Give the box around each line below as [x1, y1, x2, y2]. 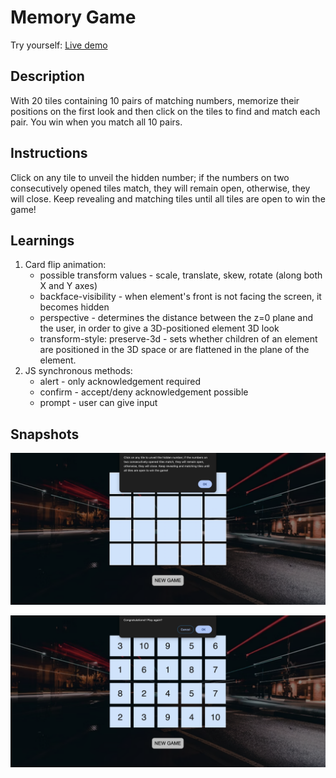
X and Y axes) [39, 280, 98, 292]
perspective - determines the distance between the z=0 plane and [39, 312, 314, 324]
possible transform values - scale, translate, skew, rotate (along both [39, 269, 323, 281]
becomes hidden [39, 301, 110, 313]
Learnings [10, 232, 75, 249]
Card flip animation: [24, 259, 107, 271]
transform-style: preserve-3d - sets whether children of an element [39, 333, 318, 345]
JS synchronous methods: [24, 365, 133, 377]
